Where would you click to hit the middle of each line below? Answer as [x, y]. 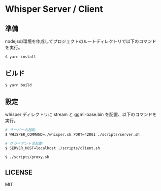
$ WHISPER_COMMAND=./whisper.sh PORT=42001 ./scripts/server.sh [72, 135]
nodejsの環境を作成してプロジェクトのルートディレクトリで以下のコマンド [81, 41]
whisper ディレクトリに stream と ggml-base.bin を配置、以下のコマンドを [81, 115]
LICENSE [19, 172]
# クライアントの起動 [24, 144]
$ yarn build [18, 85]
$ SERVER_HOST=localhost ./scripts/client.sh [52, 148]
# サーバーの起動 [20, 130]
